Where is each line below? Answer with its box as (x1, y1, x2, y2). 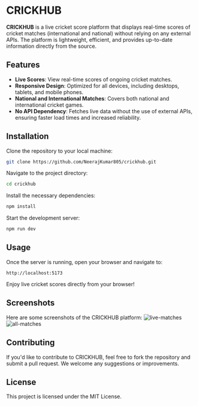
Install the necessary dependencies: (6, 192, 96, 199)
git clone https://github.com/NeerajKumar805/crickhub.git (6, 159, 157, 165)
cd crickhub (6, 181, 36, 187)
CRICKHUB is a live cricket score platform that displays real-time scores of (6, 23, 191, 31)
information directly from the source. (6, 43, 97, 50)
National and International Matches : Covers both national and (14, 95, 169, 102)
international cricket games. (14, 101, 84, 108)
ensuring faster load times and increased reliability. (14, 114, 141, 121)
